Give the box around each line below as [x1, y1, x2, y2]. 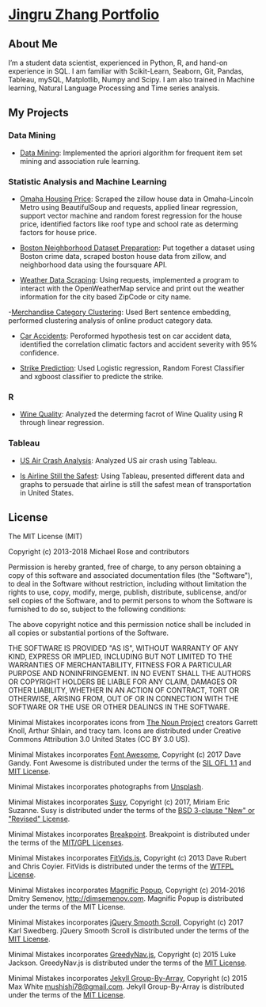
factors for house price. [19, 227, 97, 237]
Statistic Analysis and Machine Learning [8, 176, 167, 187]
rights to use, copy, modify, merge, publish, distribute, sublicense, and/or [8, 587, 247, 597]
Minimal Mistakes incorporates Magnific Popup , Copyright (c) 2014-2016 [8, 885, 245, 895]
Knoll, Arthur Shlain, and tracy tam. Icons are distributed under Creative [8, 726, 241, 735]
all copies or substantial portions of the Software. [8, 628, 169, 638]
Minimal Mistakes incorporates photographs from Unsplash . [8, 782, 203, 792]
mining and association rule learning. [19, 156, 141, 165]
